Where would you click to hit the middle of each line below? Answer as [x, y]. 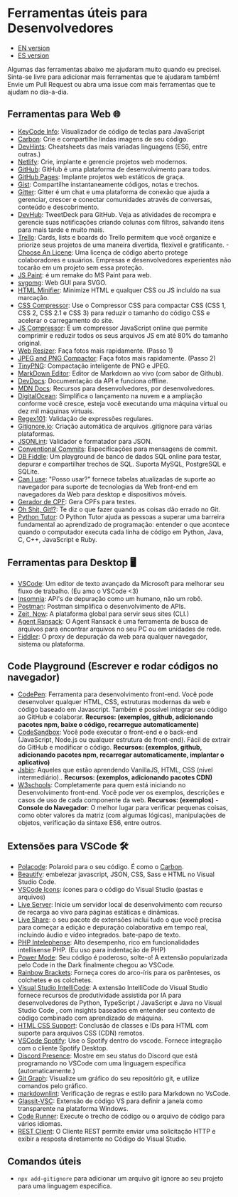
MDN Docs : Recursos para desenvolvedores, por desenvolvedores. [116, 388]
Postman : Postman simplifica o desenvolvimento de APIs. [102, 606]
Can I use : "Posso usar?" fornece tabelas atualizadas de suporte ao [117, 479]
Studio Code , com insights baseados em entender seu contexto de [116, 1011]
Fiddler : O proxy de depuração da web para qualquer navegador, [113, 636]
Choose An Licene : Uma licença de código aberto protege [103, 252]
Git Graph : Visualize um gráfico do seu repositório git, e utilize [108, 1078]
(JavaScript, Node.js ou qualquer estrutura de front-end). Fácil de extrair [124, 740]
